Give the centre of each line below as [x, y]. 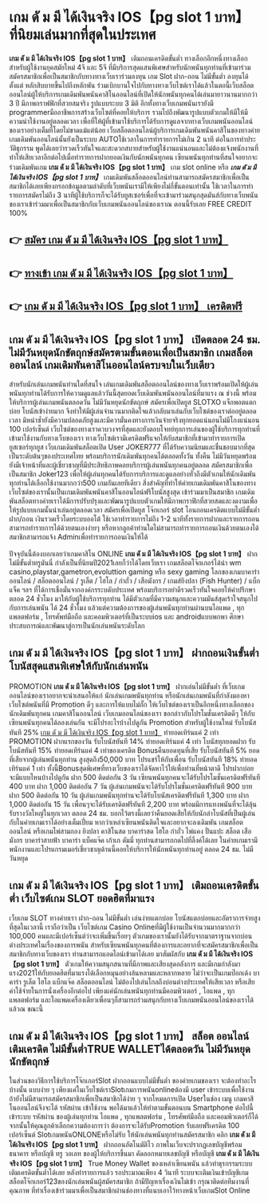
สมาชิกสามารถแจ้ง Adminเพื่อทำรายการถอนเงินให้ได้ [79, 536]
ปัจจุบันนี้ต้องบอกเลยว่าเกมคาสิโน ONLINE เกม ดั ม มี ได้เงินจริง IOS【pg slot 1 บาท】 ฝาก [134, 553]
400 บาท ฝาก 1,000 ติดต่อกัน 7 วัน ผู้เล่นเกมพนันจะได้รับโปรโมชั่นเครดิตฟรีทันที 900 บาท [131, 786]
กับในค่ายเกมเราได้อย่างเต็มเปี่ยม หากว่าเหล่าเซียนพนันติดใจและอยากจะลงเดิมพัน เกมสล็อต [126, 822]
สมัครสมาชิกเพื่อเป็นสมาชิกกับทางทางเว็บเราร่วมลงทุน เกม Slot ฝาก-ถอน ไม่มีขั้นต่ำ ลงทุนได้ [129, 76]
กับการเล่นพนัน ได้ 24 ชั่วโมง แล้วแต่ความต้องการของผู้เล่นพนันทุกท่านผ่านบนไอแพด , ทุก [127, 607]
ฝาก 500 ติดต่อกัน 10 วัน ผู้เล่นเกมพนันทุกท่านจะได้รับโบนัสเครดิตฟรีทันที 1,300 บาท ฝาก [129, 795]
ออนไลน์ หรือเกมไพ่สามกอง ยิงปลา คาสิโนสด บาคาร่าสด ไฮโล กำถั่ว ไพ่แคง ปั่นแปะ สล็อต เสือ [130, 831]
